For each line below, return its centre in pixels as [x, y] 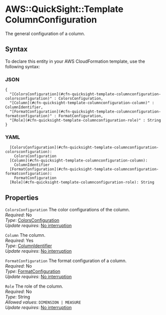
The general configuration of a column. [45, 33]
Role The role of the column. [34, 286]
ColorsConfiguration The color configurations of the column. [68, 210]
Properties [22, 198]
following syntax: [23, 66]
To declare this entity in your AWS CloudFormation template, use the [75, 61]
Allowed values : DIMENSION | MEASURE [43, 302]
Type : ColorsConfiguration [32, 220]
